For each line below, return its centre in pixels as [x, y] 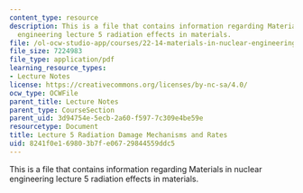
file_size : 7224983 [46, 51]
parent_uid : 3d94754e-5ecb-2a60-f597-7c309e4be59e [106, 118]
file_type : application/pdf [62, 60]
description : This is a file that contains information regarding [137, 26]
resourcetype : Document [54, 127]
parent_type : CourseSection [62, 110]
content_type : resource [54, 18]
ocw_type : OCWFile [44, 93]
